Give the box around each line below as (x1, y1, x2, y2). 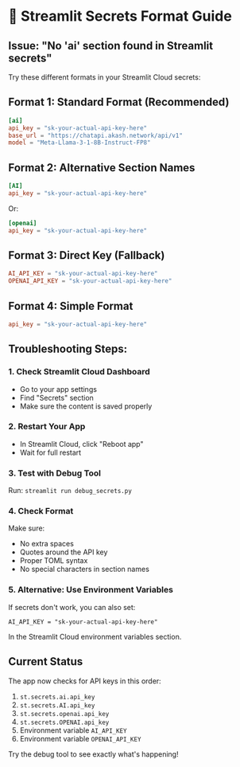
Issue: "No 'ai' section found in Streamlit (8, 39, 213, 53)
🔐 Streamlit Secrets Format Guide (8, 7, 232, 25)
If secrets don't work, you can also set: (8, 602, 136, 612)
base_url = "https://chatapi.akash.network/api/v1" (8, 131, 183, 139)
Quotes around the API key (19, 547, 108, 557)
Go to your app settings (19, 384, 98, 393)
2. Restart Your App (8, 421, 86, 432)
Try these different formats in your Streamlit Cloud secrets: (8, 72, 201, 82)
